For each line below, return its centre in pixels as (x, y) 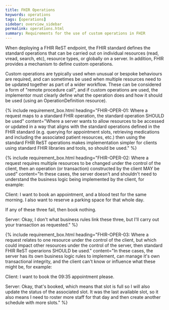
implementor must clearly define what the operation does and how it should (84, 95)
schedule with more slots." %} (37, 302)
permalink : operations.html (35, 29)
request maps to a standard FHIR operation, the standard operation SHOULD (85, 116)
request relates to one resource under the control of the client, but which (81, 240)
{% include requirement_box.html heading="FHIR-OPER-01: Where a (76, 110)
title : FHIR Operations (30, 10)
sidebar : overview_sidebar (34, 24)
